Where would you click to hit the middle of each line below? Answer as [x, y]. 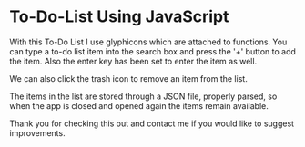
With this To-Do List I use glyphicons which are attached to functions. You [148, 42]
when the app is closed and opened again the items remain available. [139, 105]
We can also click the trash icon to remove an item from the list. [128, 78]
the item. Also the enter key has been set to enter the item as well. [133, 61]
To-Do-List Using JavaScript [119, 17]
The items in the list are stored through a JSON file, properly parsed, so [143, 96]
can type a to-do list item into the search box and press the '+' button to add [152, 51]
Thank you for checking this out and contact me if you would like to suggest [152, 123]
